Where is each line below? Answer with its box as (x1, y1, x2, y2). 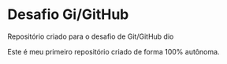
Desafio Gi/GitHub (7, 6, 129, 24)
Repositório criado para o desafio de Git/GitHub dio (7, 32, 174, 41)
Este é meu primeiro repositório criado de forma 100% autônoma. (7, 47, 220, 56)
